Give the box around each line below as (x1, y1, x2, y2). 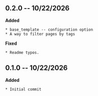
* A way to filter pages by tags (5, 31, 75, 37)
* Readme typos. (5, 50, 39, 55)
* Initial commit (5, 86, 42, 92)
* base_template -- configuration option (5, 27, 93, 32)
